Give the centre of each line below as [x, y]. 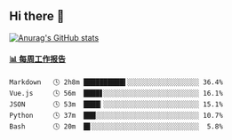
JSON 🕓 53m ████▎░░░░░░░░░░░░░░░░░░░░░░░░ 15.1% [116, 105]
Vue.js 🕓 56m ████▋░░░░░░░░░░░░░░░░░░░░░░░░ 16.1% [116, 94]
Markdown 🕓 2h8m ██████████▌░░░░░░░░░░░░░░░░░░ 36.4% [116, 82]
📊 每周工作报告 [38, 59]
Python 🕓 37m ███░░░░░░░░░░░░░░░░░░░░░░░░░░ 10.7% [116, 116]
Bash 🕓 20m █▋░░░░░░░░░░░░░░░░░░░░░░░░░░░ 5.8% [116, 127]
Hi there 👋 [37, 16]
